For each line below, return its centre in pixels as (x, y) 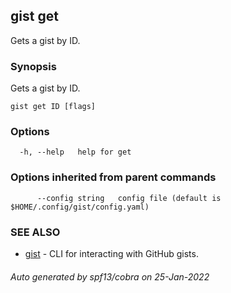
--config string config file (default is (129, 198)
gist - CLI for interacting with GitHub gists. (111, 253)
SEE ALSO (35, 232)
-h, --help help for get (75, 152)
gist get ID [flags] (53, 107)
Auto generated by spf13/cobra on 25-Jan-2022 (110, 276)
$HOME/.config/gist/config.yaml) (80, 207)
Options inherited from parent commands (113, 177)
